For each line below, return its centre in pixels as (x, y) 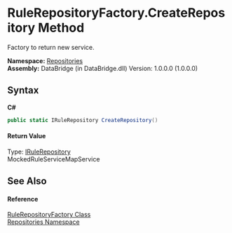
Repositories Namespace (43, 222)
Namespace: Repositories (45, 60)
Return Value (27, 136)
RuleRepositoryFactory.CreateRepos (116, 13)
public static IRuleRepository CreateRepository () (83, 120)
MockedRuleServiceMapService (54, 159)
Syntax (23, 90)
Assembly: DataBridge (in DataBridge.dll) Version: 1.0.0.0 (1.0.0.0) (103, 68)
